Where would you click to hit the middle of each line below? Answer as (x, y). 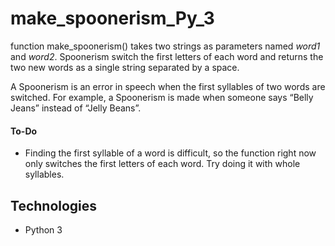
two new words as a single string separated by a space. (125, 67)
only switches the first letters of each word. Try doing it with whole (162, 164)
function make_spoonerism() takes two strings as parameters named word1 (165, 46)
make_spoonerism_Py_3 (112, 18)
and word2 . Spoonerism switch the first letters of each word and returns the (167, 56)
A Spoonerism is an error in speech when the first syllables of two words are (168, 86)
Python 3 (43, 229)
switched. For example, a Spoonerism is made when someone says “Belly (162, 97)
